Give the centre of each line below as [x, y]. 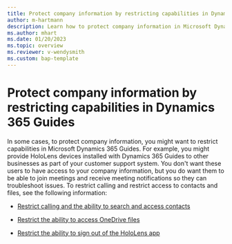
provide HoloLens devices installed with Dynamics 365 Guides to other [108, 156]
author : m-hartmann [35, 20]
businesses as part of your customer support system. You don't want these [114, 163]
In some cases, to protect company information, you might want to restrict [113, 141]
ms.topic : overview [35, 46]
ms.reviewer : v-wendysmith [46, 53]
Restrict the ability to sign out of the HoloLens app [88, 233]
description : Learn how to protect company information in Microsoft [109, 26]
